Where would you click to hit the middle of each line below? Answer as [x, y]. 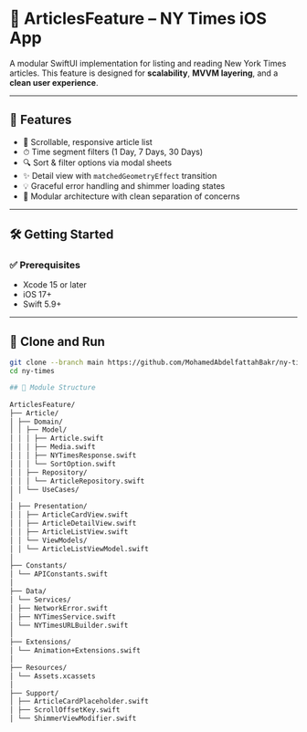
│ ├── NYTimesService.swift [63, 617]
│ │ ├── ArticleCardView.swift [69, 515]
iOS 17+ [37, 295]
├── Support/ [34, 693]
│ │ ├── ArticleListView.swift [69, 532]
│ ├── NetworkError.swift [58, 608]
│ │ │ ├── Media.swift [53, 447]
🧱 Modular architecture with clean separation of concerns [131, 196]
